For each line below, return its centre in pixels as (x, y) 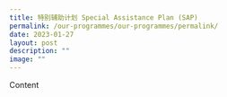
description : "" (39, 51)
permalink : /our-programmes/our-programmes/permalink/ (114, 26)
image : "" (28, 59)
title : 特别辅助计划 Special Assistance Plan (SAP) (104, 18)
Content (24, 85)
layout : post (34, 43)
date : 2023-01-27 (42, 34)
